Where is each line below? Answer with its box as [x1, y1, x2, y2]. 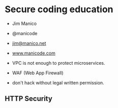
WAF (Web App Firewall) [12, 70, 64, 76]
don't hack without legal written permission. [12, 79, 105, 86]
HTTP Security [5, 94, 53, 103]
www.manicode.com [12, 50, 55, 56]
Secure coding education [5, 4, 113, 15]
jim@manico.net [12, 40, 46, 46]
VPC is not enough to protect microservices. [12, 60, 105, 66]
